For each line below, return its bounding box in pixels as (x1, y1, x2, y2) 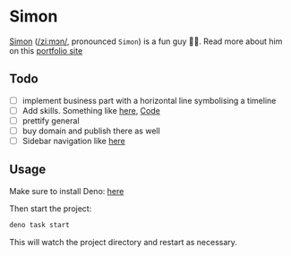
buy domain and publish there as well (21, 125, 161, 136)
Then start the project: (9, 203, 92, 214)
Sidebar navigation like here (21, 136, 125, 146)
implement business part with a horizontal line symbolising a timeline (21, 95, 277, 106)
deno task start (9, 220, 70, 229)
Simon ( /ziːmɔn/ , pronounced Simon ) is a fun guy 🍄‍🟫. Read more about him (9, 36, 283, 47)
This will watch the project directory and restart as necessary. (9, 236, 237, 247)
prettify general (21, 115, 80, 126)
